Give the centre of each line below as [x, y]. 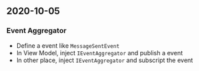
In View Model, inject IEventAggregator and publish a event [99, 53]
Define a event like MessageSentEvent [68, 45]
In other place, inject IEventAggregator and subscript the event [105, 60]
